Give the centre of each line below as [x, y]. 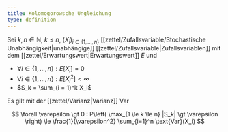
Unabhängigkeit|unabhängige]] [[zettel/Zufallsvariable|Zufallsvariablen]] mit [114, 48]
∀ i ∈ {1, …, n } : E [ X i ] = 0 [51, 70]
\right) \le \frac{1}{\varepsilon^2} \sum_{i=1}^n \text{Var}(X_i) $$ [115, 121]
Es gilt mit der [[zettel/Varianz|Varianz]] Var [68, 101]
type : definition [32, 20]
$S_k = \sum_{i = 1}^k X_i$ [54, 87]
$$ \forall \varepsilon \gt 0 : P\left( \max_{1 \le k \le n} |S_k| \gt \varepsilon [115, 114]
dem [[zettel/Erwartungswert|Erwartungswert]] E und [82, 56]
